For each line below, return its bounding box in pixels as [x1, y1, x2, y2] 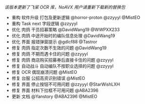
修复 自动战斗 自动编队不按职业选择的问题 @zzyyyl [11, 63, 114, 69]
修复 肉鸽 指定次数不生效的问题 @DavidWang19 [11, 45, 107, 51]
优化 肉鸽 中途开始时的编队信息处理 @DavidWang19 [11, 33, 115, 38]
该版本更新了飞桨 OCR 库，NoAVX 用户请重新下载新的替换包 [4, 4, 126, 10]
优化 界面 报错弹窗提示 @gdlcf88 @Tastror [11, 39, 98, 45]
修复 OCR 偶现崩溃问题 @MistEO [11, 69, 77, 75]
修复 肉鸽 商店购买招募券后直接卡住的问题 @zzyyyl [11, 57, 114, 63]
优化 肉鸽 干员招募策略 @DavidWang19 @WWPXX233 [11, 27, 120, 33]
